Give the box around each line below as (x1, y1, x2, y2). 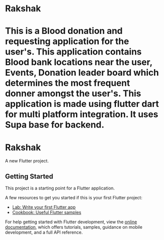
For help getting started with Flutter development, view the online (5, 219, 137, 225)
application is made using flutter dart (5, 99, 159, 109)
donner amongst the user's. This (5, 88, 141, 99)
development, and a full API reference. (5, 229, 83, 236)
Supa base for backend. (5, 119, 105, 131)
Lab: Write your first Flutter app (12, 204, 76, 210)
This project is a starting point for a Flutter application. (5, 185, 115, 191)
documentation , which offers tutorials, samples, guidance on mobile (5, 224, 142, 230)
